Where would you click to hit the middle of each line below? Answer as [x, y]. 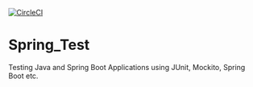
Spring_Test [49, 45]
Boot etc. [23, 76]
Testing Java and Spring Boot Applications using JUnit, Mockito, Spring [127, 67]
